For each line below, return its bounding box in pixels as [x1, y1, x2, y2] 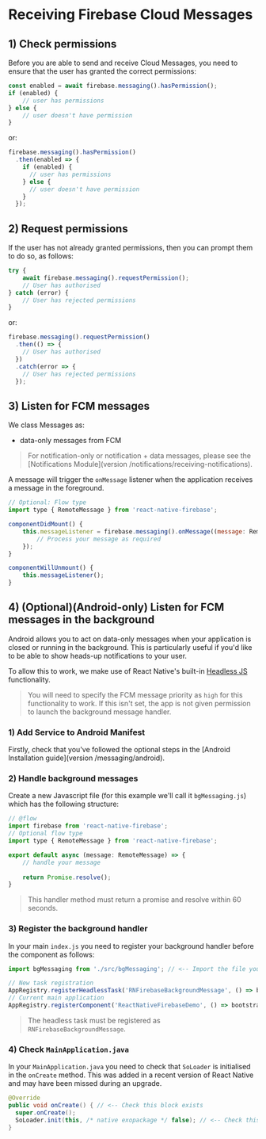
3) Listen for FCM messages [8, 399, 150, 413]
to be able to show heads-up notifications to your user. [8, 651, 188, 660]
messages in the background [8, 613, 155, 627]
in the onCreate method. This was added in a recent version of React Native [8, 1070, 254, 1080]
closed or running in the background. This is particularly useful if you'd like [8, 642, 253, 652]
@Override [8, 1094, 41, 1103]
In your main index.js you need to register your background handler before [8, 941, 255, 950]
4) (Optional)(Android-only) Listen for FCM [8, 601, 225, 614]
